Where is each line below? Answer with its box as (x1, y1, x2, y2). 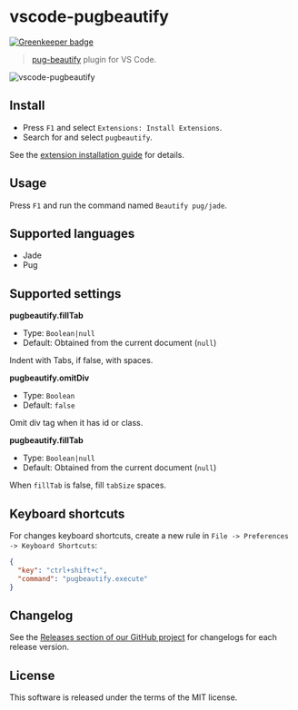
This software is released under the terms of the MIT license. (9, 692, 238, 703)
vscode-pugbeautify (9, 6, 170, 27)
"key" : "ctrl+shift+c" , (17, 566, 107, 575)
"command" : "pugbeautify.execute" (17, 574, 148, 583)
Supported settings (9, 286, 122, 301)
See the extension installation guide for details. (9, 149, 184, 160)
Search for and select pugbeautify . (22, 132, 153, 143)
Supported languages (9, 225, 135, 242)
